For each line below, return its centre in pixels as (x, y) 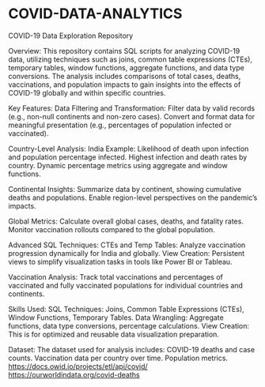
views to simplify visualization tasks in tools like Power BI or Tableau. (120, 261)
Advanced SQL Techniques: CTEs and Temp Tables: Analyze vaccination (127, 245)
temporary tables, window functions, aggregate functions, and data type (127, 67)
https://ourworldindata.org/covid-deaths (74, 374)
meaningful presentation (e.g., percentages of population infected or (120, 125)
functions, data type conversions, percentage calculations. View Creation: (129, 325)
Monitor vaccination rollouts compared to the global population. (112, 229)
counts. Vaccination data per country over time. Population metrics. (118, 358)
